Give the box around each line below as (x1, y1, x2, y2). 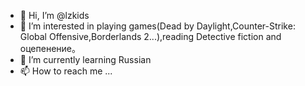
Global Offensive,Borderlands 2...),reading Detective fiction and (19, 31, 282, 42)
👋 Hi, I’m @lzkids (19, 10, 90, 21)
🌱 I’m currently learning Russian (19, 54, 152, 65)
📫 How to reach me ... (19, 65, 113, 77)
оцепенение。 (19, 43, 81, 54)
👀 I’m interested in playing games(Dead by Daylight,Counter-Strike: (19, 20, 296, 32)
